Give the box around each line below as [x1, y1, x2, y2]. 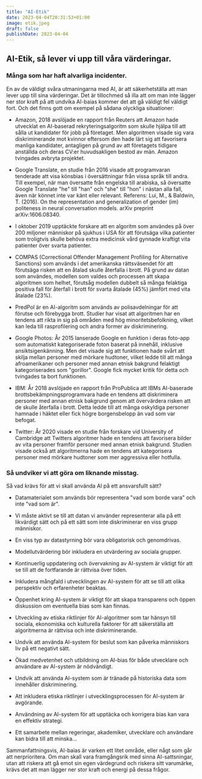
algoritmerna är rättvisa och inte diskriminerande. [14, 627, 138, 634]
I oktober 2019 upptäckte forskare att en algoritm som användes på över [14, 222, 194, 229]
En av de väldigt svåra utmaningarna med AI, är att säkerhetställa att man [6, 85, 188, 92]
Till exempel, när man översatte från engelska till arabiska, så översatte [14, 179, 191, 186]
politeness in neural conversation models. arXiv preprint [14, 204, 154, 211]
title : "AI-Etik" [6, 8, 50, 15]
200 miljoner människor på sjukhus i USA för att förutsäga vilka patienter [14, 229, 195, 236]
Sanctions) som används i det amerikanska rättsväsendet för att [14, 259, 173, 267]
